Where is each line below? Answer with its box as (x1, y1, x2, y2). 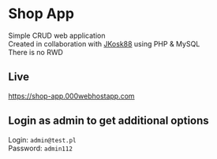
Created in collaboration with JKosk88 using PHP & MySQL (8, 39, 200, 48)
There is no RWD (8, 47, 63, 57)
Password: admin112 (8, 143, 73, 153)
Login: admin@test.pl (8, 135, 77, 144)
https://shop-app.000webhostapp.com (8, 91, 136, 101)
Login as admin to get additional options (8, 114, 209, 128)
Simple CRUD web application (8, 31, 106, 40)
